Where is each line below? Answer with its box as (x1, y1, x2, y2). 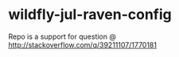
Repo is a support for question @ (8, 32, 117, 41)
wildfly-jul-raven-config (8, 6, 173, 24)
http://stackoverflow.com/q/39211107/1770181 (8, 40, 158, 49)
